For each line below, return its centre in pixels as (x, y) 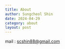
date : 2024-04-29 (23, 18)
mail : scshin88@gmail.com (32, 41)
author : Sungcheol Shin (29, 14)
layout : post (18, 28)
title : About (18, 9)
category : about (21, 23)
